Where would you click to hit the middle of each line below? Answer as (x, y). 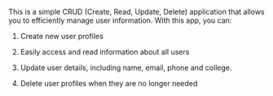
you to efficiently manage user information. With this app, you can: (120, 20)
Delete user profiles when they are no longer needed (109, 83)
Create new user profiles (62, 36)
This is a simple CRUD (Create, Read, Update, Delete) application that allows (136, 12)
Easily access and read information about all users (105, 52)
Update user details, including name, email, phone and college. (126, 68)
